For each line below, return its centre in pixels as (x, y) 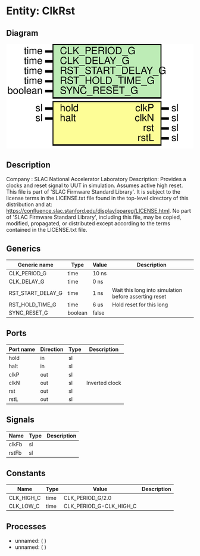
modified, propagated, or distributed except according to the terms (88, 223)
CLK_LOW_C (24, 506)
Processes (26, 527)
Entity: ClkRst (41, 11)
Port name (22, 349)
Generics (24, 249)
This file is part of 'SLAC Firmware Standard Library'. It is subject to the (93, 192)
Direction (52, 349)
